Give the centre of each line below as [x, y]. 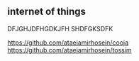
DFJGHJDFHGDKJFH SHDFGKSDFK [60, 28]
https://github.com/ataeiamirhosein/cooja [68, 43]
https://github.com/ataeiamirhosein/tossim [70, 50]
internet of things [47, 12]
